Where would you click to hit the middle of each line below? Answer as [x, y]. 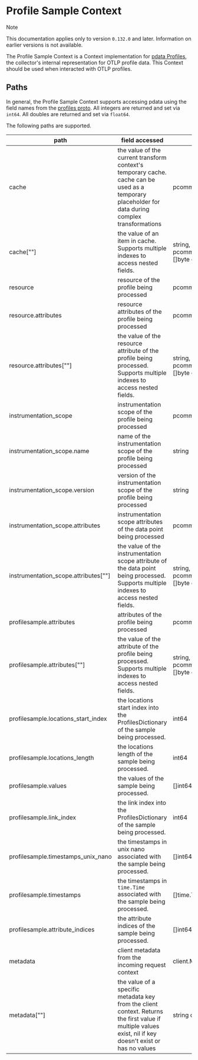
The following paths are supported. [49, 126]
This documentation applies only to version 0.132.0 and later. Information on [99, 38]
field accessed [142, 140]
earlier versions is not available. [44, 45]
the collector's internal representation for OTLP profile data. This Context [95, 63]
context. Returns [140, 1011]
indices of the [136, 926]
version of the [137, 475]
